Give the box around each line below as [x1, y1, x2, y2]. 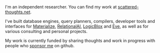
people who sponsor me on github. [5, 43, 75, 48]
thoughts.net [5, 9, 30, 15]
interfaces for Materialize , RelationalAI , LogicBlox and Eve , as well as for [5, 23, 149, 29]
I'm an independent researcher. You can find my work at [5, 4, 117, 10]
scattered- [117, 4, 139, 10]
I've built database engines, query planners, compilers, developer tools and [5, 19, 156, 24]
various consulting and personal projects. [5, 29, 88, 34]
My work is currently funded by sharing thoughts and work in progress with [5, 38, 156, 43]
